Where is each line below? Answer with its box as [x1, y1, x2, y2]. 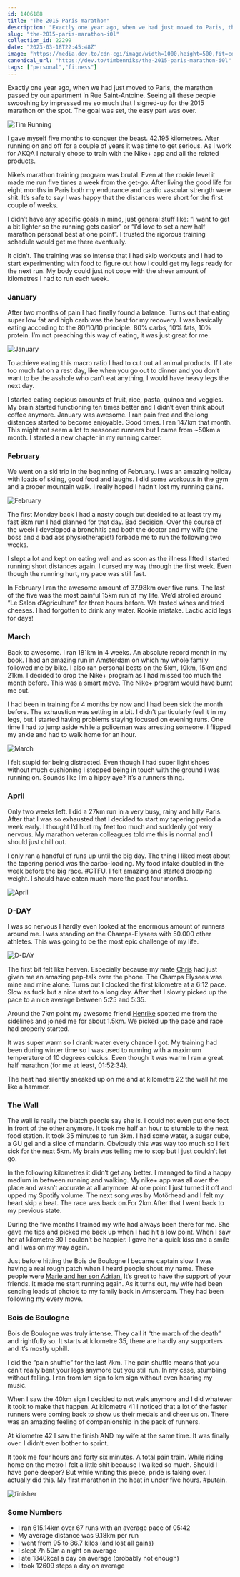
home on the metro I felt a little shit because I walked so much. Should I [7, 1460, 218, 1469]
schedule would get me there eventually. [7, 237, 127, 246]
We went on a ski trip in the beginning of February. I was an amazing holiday [7, 468, 232, 476]
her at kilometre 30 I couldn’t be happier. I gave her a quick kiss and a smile [7, 1235, 230, 1244]
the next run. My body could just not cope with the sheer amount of [7, 266, 206, 275]
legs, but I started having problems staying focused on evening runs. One [7, 715, 224, 723]
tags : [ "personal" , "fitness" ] [7, 64, 98, 71]
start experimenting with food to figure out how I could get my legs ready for [7, 259, 233, 267]
